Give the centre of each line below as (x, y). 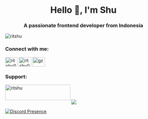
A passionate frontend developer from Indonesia (83, 26)
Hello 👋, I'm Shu (83, 10)
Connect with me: (27, 49)
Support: (16, 77)
